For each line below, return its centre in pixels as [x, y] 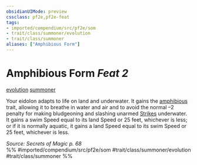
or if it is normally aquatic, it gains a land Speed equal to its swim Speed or [96, 126]
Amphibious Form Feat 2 [67, 73]
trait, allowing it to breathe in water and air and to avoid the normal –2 [90, 107]
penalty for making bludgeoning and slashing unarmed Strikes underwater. [97, 113]
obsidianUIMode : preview [36, 11]
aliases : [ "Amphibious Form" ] [43, 45]
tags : [13, 22]
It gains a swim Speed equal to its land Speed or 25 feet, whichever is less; [97, 119]
